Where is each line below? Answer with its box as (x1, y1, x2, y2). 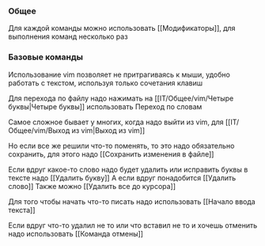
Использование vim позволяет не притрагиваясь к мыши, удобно (8, 70, 231, 79)
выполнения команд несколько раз (8, 32, 128, 41)
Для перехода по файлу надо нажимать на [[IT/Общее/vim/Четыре (8, 93, 234, 103)
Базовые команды (8, 51, 84, 62)
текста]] (8, 205, 36, 214)
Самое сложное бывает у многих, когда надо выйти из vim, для (8, 117, 224, 127)
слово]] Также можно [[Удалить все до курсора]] (8, 181, 176, 191)
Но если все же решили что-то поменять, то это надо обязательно (8, 141, 235, 150)
